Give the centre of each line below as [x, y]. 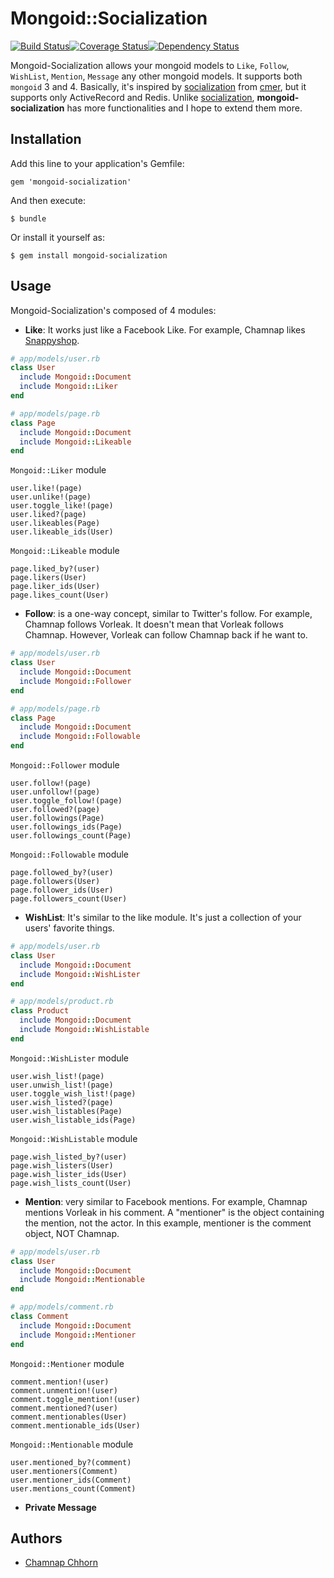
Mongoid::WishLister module [70, 1058]
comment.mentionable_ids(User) [75, 1425]
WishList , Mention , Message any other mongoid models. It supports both [156, 76]
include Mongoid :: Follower [75, 681]
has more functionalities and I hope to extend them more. [184, 108]
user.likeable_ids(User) [62, 532]
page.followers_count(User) [69, 899]
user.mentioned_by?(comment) [71, 1462]
